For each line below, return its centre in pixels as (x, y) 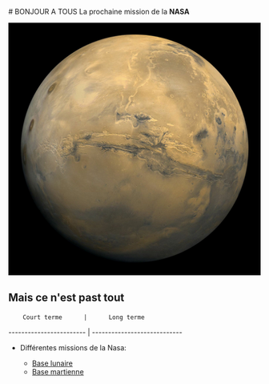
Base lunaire (52, 363)
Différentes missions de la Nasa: (73, 347)
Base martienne (58, 371)
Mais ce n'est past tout (66, 298)
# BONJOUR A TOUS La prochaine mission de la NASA (99, 12)
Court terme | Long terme (84, 317)
